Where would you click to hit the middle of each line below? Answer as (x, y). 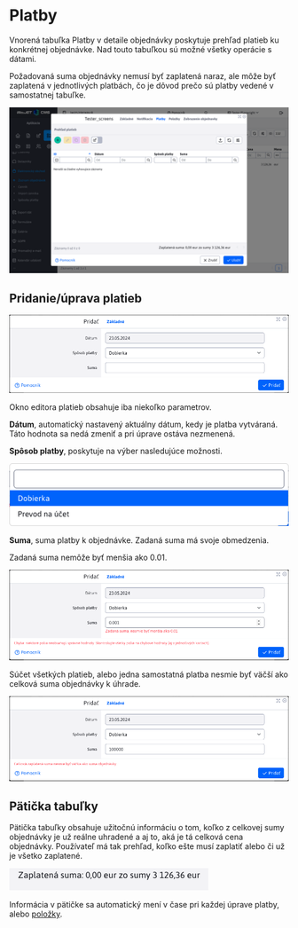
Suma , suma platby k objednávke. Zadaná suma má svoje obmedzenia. (139, 540)
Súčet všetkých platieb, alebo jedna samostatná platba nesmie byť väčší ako (149, 674)
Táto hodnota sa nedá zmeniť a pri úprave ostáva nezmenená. (122, 433)
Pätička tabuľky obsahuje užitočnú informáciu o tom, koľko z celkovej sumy (147, 827)
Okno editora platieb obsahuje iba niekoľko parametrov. (110, 407)
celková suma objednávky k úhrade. (75, 684)
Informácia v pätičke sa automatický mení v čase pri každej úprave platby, (144, 904)
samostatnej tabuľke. (47, 95)
